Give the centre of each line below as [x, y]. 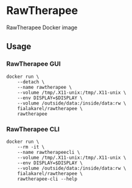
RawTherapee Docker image [42, 27]
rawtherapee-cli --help [47, 179]
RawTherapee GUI [33, 64]
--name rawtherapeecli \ [49, 152]
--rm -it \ [31, 147]
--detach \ [31, 82]
